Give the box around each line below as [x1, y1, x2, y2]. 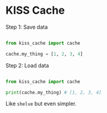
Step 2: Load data [5, 62, 49, 69]
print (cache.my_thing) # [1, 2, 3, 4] [5, 89, 102, 96]
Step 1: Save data [5, 23, 48, 30]
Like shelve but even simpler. [5, 100, 77, 108]
